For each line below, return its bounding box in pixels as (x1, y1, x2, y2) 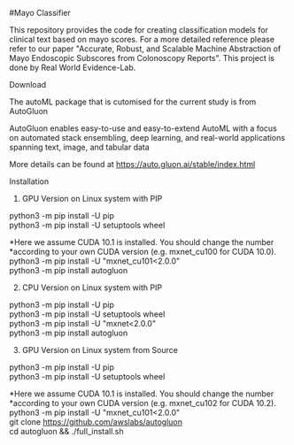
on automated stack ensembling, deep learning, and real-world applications (9, 133, 286, 142)
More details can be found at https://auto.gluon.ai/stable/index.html (9, 159, 256, 169)
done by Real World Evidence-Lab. (9, 62, 136, 73)
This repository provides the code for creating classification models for (9, 25, 268, 35)
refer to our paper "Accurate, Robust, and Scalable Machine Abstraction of (9, 43, 282, 54)
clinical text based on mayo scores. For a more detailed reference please (9, 35, 275, 44)
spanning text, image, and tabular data (9, 142, 151, 152)
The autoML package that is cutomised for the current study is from (9, 96, 257, 107)
